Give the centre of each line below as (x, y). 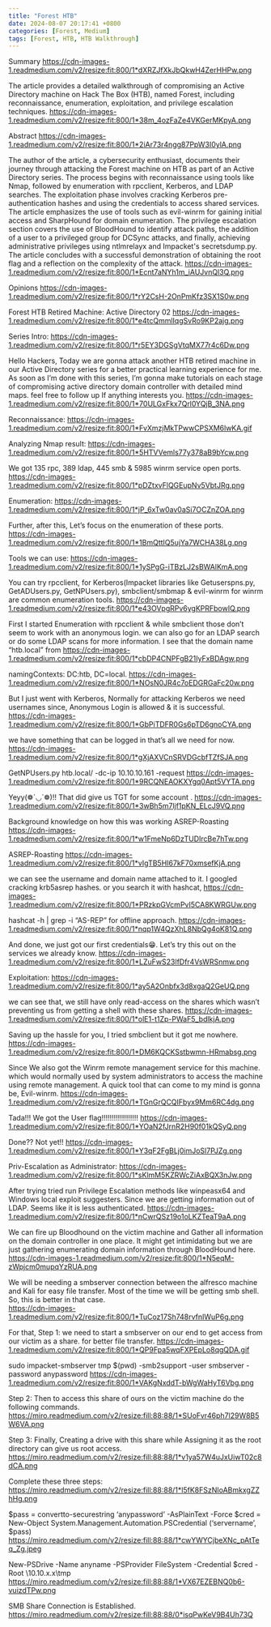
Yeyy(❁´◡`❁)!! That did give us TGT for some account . (100, 797)
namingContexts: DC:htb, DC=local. (68, 674)
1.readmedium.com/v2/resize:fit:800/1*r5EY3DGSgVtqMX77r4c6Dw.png (129, 345)
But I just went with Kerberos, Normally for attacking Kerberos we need (127, 698)
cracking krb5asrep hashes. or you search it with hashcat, (105, 887)
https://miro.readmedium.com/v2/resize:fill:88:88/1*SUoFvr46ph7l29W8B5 (134, 1416)
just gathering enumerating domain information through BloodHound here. (132, 1249)
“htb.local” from (35, 650)
